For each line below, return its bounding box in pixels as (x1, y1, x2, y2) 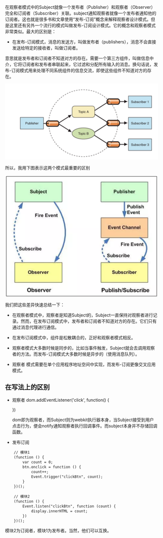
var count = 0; (22, 460, 53, 464)
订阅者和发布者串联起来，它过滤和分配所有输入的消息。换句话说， (21, 61, 154, 67)
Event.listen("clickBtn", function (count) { (22, 503, 116, 509)
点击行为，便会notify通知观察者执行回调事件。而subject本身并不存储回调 (12, 423, 158, 428)
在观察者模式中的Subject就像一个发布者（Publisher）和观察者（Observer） (5, 4, 155, 10)
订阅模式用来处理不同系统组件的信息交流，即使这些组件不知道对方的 (11, 68, 147, 73)
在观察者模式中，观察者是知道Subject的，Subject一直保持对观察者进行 (12, 312, 153, 318)
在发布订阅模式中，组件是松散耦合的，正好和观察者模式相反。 (12, 334, 136, 340)
